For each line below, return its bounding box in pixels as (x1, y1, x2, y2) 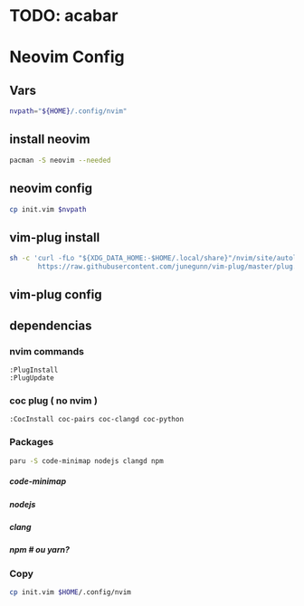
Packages (9, 436, 54, 449)
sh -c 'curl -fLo (9, 254, 75, 263)
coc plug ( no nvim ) (9, 394, 98, 407)
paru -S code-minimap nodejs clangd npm (9, 456, 165, 466)
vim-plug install (9, 230, 100, 245)
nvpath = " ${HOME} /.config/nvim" (9, 107, 128, 116)
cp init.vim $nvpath (9, 204, 88, 213)
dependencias (9, 317, 92, 333)
